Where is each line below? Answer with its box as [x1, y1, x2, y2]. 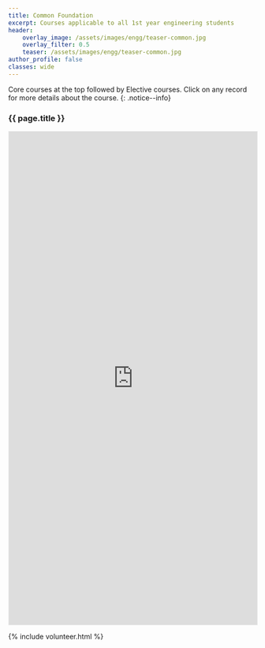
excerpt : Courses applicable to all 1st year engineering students [8, 19, 235, 27]
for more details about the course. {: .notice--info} [8, 92, 171, 103]
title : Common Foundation [8, 11, 93, 20]
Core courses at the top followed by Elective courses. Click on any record [8, 84, 247, 94]
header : [8, 26, 34, 34]
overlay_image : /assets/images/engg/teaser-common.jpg [22, 33, 207, 42]
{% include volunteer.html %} [8, 632, 104, 642]
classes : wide [8, 63, 55, 71]
